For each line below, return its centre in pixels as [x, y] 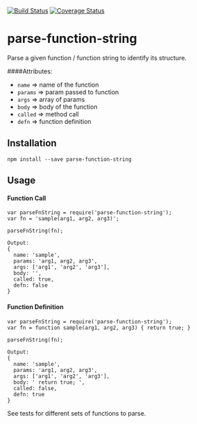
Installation [32, 143]
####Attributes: [30, 71]
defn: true [29, 394]
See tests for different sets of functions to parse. [77, 413]
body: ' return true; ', [49, 382]
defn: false [31, 285]
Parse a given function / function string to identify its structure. [97, 58]
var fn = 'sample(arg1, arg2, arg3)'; [63, 219]
